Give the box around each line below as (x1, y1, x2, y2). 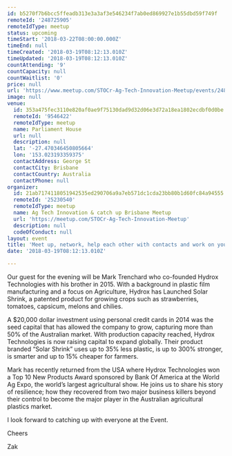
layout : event (7, 235, 48, 242)
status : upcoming (7, 29, 57, 37)
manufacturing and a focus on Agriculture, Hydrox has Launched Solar (7, 287, 209, 296)
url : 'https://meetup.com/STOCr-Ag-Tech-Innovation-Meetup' (13, 216, 190, 222)
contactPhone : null (13, 177, 70, 184)
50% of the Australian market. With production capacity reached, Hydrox (7, 330, 215, 339)
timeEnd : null (7, 42, 48, 49)
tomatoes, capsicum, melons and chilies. (7, 302, 123, 310)
